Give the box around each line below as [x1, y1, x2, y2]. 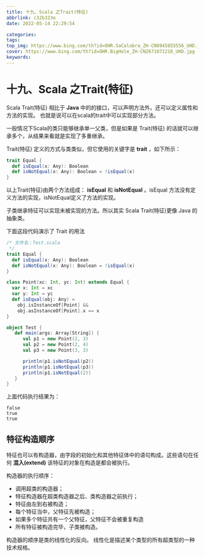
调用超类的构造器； [15, 485, 64, 493]
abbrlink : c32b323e [6, 15, 56, 21]
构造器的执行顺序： [6, 472, 55, 479]
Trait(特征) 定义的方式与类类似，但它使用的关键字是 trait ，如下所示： [6, 145, 181, 152]
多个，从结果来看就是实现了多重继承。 [11, 132, 108, 140]
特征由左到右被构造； [15, 500, 69, 508]
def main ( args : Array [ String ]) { [14, 330, 99, 337]
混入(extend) [13, 459, 46, 466]
